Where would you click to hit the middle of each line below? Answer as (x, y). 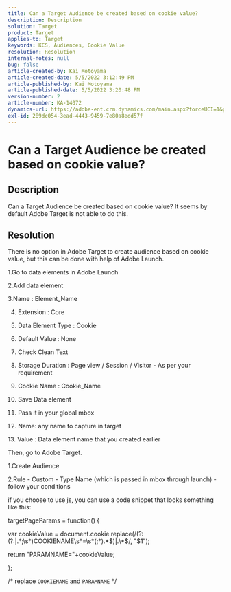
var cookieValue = (33, 534)
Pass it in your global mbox (56, 413)
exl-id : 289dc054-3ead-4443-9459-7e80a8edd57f (75, 116)
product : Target (31, 33)
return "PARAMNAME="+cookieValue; (61, 555)
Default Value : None (47, 339)
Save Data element (44, 399)
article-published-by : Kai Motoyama (60, 84)
